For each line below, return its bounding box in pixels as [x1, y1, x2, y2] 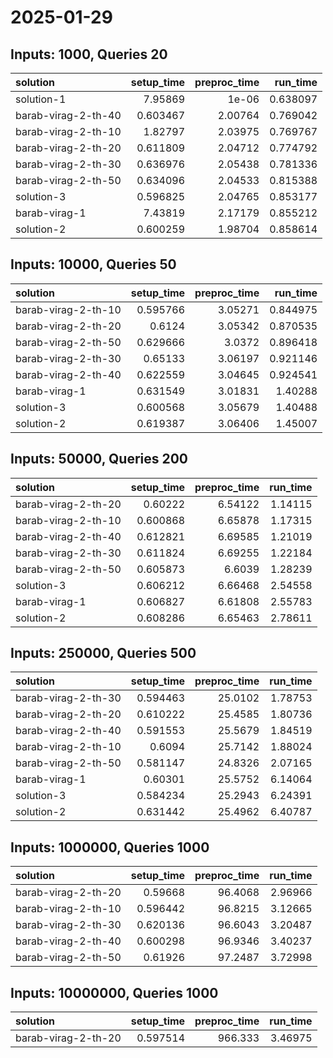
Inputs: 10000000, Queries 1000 [10, 984, 219, 1001]
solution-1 [15, 92, 67, 106]
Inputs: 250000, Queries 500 [10, 645, 197, 662]
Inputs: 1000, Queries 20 [10, 46, 168, 63]
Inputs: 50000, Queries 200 [10, 451, 189, 468]
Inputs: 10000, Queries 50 [10, 256, 177, 273]
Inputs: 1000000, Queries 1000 [10, 839, 210, 856]
